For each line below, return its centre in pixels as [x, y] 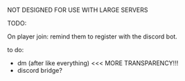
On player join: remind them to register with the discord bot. [92, 36]
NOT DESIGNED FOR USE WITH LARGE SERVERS [78, 10]
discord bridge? [39, 70]
